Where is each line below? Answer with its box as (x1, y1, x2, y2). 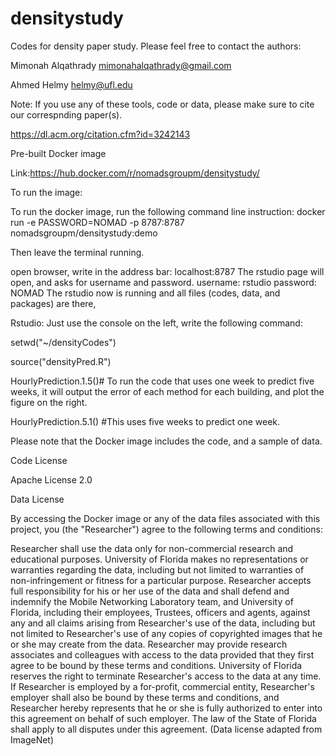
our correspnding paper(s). (10, 108, 123, 121)
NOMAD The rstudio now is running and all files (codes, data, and (10, 287, 281, 299)
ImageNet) (10, 733, 55, 746)
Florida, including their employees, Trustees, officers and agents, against (10, 606, 311, 618)
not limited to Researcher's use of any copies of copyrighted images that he (10, 627, 323, 639)
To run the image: (10, 186, 83, 198)
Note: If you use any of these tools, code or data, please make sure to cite (10, 98, 315, 110)
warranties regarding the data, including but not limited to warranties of (10, 563, 305, 576)
